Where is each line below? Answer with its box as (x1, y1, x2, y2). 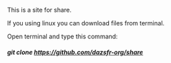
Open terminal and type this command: (7, 32, 119, 40)
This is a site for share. (7, 6, 72, 14)
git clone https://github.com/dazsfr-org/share (7, 48, 143, 56)
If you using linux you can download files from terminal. (7, 19, 165, 27)
